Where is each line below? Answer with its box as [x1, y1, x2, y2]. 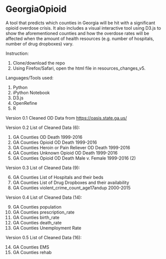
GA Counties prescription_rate [12, 209, 75, 215]
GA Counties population [12, 204, 61, 210]
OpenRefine [12, 100, 38, 106]
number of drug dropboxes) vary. [5, 41, 74, 46]
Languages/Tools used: [5, 75, 54, 81]
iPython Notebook [12, 89, 50, 95]
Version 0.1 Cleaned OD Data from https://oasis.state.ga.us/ [5, 115, 127, 121]
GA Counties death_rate [12, 219, 62, 225]
